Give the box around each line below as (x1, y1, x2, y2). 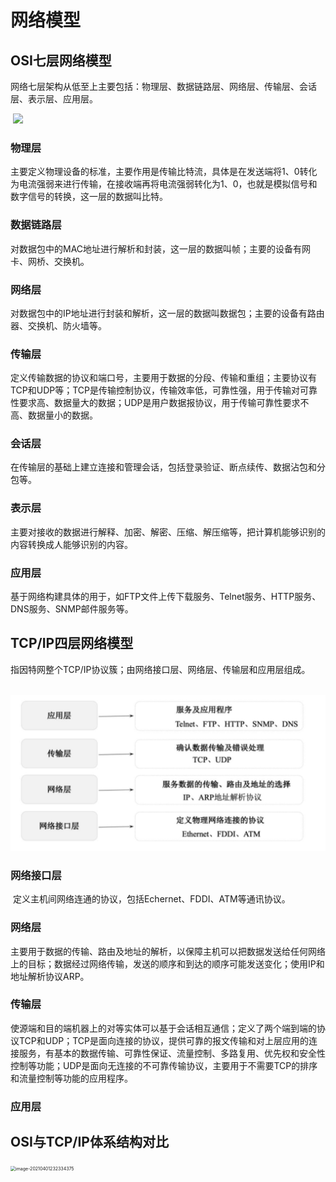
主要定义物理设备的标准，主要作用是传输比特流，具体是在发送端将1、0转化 (10, 166, 318, 178)
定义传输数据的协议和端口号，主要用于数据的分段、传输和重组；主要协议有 (10, 372, 317, 384)
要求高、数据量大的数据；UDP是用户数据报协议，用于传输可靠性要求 (18, 397, 301, 409)
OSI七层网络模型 (10, 52, 112, 69)
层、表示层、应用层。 (10, 93, 98, 105)
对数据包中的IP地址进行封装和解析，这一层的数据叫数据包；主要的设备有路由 (10, 307, 325, 319)
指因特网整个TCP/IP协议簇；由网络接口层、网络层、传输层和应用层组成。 (10, 663, 311, 675)
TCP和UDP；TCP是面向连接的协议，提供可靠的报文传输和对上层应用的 (18, 1034, 310, 1046)
